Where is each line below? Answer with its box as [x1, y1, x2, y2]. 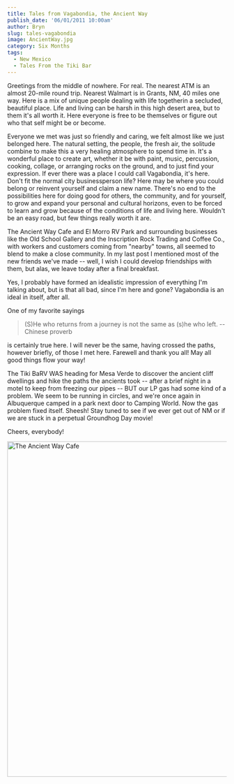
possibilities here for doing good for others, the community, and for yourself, [7, 191, 226, 200]
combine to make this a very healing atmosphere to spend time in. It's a [7, 147, 212, 155]
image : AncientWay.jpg [7, 36, 73, 43]
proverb [49, 327, 73, 335]
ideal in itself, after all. [7, 293, 70, 301]
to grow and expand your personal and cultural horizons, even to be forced [7, 198, 223, 207]
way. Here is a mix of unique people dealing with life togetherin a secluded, [7, 96, 223, 105]
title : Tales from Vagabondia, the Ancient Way [7, 10, 148, 17]
